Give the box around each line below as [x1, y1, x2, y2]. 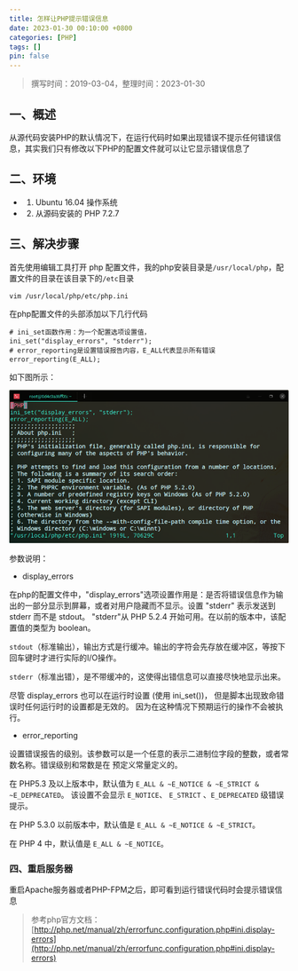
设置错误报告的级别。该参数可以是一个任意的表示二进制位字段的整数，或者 [9, 748, 281, 759]
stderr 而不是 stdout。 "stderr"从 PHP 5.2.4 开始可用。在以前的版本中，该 [9, 611, 278, 621]
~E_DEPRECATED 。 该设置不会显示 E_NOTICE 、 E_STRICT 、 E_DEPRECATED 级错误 [9, 789, 285, 800]
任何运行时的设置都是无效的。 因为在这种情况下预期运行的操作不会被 [24, 701, 276, 712]
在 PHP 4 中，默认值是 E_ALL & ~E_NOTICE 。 [9, 838, 169, 849]
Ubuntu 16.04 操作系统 [35, 196, 118, 208]
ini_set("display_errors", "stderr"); [9, 336, 153, 345]
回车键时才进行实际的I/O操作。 [9, 652, 122, 663]
